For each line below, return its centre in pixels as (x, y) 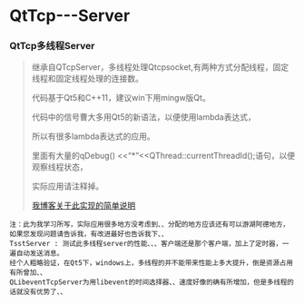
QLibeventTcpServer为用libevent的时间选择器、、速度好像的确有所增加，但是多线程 (148, 282)
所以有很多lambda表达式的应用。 (93, 136)
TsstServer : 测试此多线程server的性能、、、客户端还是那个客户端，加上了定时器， (146, 244)
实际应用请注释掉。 (68, 186)
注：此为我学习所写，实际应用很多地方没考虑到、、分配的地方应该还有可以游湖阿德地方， (150, 225)
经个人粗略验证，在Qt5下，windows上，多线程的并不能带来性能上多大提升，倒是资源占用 (151, 263)
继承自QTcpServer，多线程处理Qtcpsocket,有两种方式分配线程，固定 (160, 67)
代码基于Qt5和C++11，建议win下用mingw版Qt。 (121, 98)
